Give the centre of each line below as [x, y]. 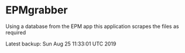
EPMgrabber [37, 10]
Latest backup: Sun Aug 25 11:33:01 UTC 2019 [61, 44]
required [16, 32]
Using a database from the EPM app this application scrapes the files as [92, 26]
